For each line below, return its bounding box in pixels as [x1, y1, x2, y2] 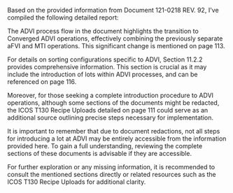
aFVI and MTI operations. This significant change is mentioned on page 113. [7, 42, 225, 50]
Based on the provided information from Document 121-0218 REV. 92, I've [7, 6, 219, 14]
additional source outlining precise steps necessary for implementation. [7, 113, 214, 122]
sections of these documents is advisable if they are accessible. [7, 150, 192, 157]
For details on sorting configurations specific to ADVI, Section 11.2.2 [7, 55, 203, 64]
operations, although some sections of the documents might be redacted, [7, 99, 220, 107]
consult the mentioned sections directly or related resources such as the [7, 171, 216, 178]
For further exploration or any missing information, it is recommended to [7, 163, 216, 171]
